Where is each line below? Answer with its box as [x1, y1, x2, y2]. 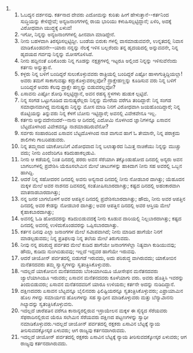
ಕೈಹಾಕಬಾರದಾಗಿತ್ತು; [20, 209, 54, 215]
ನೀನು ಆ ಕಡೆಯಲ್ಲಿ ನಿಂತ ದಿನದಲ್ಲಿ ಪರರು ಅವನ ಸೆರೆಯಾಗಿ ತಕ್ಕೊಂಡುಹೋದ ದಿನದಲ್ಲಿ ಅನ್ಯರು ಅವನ [20, 156, 183, 162]
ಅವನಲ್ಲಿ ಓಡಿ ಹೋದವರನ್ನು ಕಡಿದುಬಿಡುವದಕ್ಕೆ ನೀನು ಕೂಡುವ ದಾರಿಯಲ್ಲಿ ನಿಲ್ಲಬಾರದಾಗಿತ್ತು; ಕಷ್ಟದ [20, 215, 182, 222]
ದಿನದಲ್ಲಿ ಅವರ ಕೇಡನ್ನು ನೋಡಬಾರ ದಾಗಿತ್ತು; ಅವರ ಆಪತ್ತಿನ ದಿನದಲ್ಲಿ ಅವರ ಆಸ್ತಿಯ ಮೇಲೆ [20, 202, 171, 209]
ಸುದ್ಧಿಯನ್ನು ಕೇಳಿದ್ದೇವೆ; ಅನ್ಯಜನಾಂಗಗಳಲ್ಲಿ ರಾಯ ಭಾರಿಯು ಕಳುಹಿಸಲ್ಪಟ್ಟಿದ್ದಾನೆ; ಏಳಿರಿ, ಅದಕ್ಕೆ [20, 18, 171, 25]
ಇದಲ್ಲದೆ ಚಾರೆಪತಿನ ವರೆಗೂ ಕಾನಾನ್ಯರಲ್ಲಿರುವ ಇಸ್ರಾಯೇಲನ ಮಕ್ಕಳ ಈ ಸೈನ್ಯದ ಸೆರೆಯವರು [20, 307, 168, 314]
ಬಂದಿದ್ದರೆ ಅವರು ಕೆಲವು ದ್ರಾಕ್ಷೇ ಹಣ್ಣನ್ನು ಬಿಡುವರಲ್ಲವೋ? [20, 84, 116, 90]
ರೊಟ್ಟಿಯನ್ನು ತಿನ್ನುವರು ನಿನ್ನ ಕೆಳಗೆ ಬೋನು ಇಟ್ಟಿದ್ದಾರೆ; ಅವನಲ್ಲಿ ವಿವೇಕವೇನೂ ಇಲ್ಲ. [20, 110, 157, 116]
